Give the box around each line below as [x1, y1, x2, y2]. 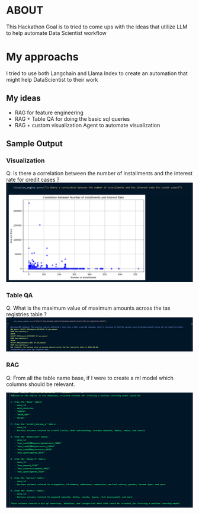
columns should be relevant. [6, 380, 75, 388]
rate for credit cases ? [6, 176, 60, 184]
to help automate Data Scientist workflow [6, 29, 107, 36]
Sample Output [6, 139, 63, 149]
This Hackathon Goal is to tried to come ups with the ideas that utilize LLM [6, 23, 188, 30]
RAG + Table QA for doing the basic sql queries [14, 115, 130, 122]
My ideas [6, 93, 41, 104]
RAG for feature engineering [14, 109, 84, 116]
